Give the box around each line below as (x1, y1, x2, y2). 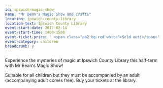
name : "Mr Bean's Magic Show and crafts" (5, 12, 92, 17)
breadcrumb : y (5, 44, 34, 49)
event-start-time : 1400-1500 (5, 30, 65, 35)
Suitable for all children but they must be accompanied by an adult (5, 72, 140, 78)
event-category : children (5, 39, 58, 44)
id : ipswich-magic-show (5, 7, 54, 12)
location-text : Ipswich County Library (5, 21, 87, 26)
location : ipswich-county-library (5, 16, 76, 21)
